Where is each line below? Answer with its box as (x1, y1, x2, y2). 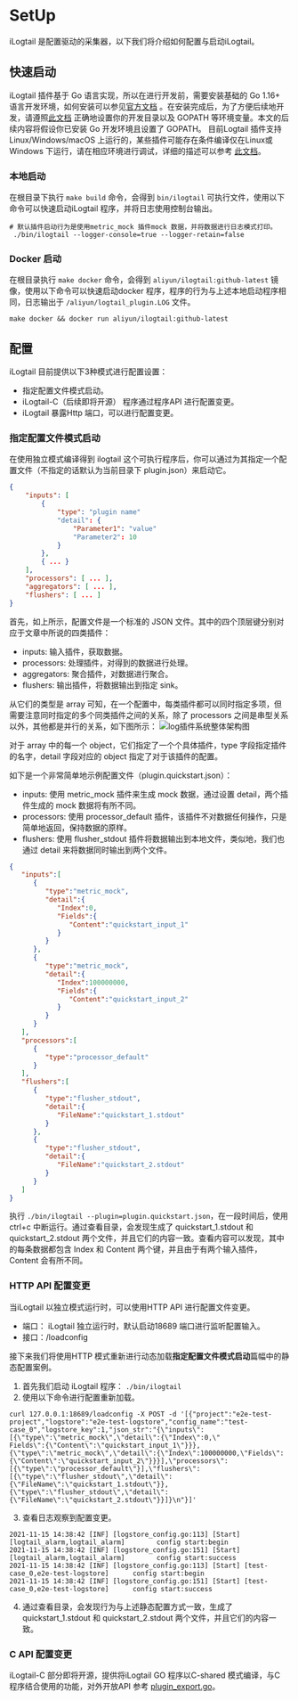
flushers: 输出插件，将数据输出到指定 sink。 (21, 679, 183, 691)
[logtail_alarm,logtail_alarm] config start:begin (9, 1538, 229, 1547)
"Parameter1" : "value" (72, 524, 157, 533)
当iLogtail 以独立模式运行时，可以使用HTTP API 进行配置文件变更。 (9, 1302, 255, 1312)
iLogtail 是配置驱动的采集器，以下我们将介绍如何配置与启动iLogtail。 (9, 36, 260, 46)
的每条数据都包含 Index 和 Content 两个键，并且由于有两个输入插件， (9, 1244, 262, 1255)
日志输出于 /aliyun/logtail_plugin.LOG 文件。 (24, 297, 196, 307)
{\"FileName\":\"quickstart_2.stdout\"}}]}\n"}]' (9, 1495, 197, 1504)
